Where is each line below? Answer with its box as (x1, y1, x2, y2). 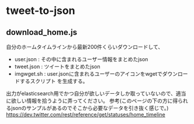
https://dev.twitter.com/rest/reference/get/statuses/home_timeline (6, 111, 165, 118)
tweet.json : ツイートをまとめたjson (14, 63, 101, 70)
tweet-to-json (6, 4, 75, 17)
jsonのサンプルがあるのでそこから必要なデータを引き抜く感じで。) (11, 105, 169, 111)
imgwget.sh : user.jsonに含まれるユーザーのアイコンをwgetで (14, 70, 162, 77)
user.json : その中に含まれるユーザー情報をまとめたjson (14, 56, 148, 62)
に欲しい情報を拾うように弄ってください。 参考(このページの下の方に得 (6, 97, 178, 104)
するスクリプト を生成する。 (19, 77, 88, 84)
